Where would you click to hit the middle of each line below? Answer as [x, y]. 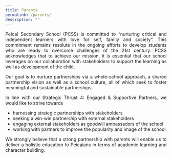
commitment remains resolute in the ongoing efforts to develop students [86, 45]
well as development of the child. [40, 67]
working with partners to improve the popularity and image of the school [89, 129]
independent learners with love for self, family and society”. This [86, 39]
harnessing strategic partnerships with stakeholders [68, 113]
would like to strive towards [34, 103]
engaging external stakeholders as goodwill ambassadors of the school [88, 124]
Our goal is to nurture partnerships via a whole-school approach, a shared [86, 77]
